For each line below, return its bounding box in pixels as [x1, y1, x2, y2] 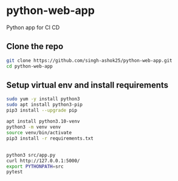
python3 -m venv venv [6, 124, 61, 130]
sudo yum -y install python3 [6, 96, 80, 102]
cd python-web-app [6, 63, 53, 69]
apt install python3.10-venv [6, 118, 80, 125]
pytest [6, 169, 23, 175]
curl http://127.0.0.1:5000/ [6, 157, 80, 164]
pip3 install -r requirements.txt [6, 135, 94, 142]
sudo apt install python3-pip [6, 101, 83, 108]
